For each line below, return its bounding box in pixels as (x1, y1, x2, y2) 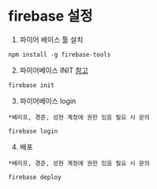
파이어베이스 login (19, 96, 77, 105)
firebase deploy (8, 173, 62, 181)
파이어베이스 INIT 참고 (19, 65, 88, 75)
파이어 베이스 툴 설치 (19, 35, 84, 44)
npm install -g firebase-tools (8, 51, 111, 59)
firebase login (8, 127, 58, 135)
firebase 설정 (8, 7, 93, 25)
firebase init (8, 81, 55, 89)
